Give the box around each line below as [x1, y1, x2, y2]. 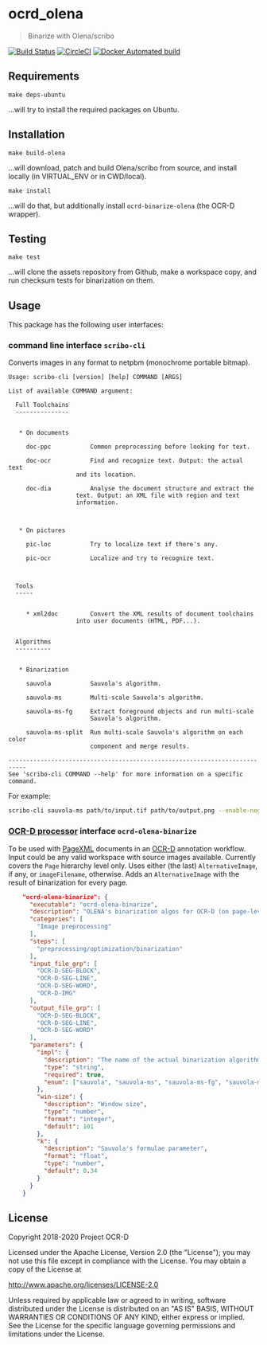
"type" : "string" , [43, 1063, 105, 1071]
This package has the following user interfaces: [8, 320, 164, 330]
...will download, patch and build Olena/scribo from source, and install [8, 162, 238, 172]
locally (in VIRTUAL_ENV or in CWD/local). [8, 171, 147, 181]
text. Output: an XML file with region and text [75, 491, 240, 500]
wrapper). [8, 209, 41, 219]
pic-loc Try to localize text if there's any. [25, 541, 219, 549]
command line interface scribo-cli [8, 340, 145, 351]
